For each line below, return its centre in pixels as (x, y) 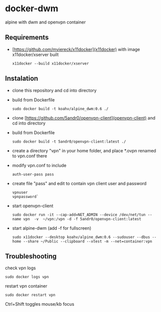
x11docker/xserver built (35, 54)
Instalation (21, 79)
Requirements (27, 37)
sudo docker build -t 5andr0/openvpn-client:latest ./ (69, 142)
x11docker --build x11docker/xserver (50, 63)
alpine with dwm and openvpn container (46, 22)
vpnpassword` (25, 196)
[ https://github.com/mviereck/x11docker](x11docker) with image (76, 49)
